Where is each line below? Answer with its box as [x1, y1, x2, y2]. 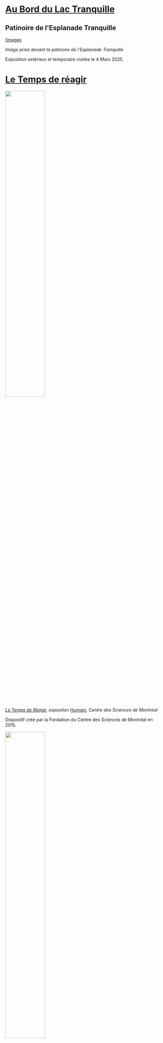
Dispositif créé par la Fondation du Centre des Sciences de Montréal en [5, 717, 153, 723]
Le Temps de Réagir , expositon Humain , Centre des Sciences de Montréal [5, 707, 158, 713]
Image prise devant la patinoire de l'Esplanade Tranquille [5, 47, 124, 52]
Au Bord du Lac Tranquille [5, 4, 115, 15]
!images [5, 37, 22, 43]
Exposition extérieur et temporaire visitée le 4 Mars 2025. [5, 56, 124, 62]
